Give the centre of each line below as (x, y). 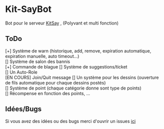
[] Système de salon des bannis (38, 61)
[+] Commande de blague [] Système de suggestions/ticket (66, 66)
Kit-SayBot (28, 9)
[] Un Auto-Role (21, 72)
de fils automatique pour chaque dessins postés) (55, 82)
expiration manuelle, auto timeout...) (42, 56)
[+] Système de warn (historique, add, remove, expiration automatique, (78, 50)
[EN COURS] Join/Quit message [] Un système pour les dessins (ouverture (82, 77)
